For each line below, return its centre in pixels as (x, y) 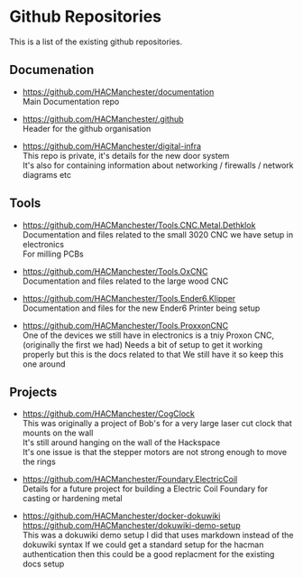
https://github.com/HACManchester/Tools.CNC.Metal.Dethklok (139, 225)
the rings (39, 461)
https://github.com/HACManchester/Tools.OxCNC (115, 271)
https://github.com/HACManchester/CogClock (109, 414)
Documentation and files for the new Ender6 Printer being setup (141, 308)
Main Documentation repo (71, 101)
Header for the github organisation (87, 128)
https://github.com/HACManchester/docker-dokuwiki (121, 516)
